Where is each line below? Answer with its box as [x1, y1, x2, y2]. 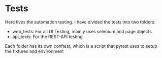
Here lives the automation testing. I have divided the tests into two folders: [5, 19, 156, 25]
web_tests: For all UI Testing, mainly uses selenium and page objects [12, 28, 152, 34]
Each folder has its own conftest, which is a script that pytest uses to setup [5, 43, 158, 49]
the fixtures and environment [5, 48, 64, 54]
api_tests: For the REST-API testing [12, 34, 83, 39]
